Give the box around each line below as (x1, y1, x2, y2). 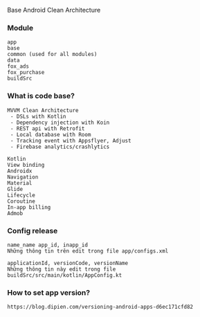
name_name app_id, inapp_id (7, 242, 89, 248)
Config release (7, 226, 58, 235)
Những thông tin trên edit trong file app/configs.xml (7, 247, 169, 255)
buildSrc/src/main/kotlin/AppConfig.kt (7, 271, 122, 279)
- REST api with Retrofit (10, 125, 85, 132)
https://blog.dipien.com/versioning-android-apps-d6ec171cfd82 (7, 304, 194, 311)
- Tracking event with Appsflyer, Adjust (10, 137, 131, 144)
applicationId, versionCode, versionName (7, 260, 129, 266)
